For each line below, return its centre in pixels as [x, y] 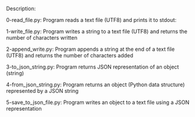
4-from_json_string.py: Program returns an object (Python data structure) [95, 84]
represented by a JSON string [42, 91]
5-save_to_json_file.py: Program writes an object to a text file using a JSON [98, 102]
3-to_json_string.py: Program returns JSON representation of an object [92, 67]
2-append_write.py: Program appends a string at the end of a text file [90, 49]
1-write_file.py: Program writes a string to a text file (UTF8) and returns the [97, 31]
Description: [21, 9]
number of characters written [42, 38]
